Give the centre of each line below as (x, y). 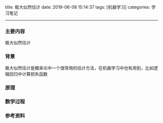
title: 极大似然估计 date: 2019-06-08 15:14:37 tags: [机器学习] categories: (78, 7)
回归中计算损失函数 (28, 74)
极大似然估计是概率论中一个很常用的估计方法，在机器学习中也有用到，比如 (79, 68)
